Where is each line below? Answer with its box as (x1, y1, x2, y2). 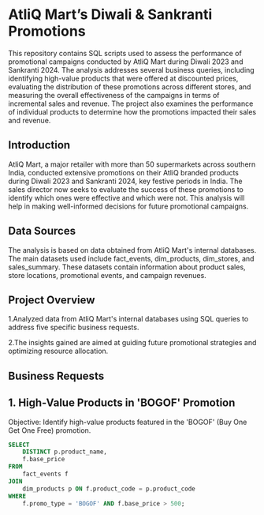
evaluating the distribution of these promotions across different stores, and (8, 81, 251, 92)
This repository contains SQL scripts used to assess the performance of (8, 48, 242, 58)
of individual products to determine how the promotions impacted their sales (8, 107, 257, 116)
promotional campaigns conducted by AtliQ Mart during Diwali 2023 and (8, 57, 244, 66)
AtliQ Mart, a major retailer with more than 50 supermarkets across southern (8, 160, 256, 169)
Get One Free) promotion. (8, 425, 91, 435)
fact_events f (22, 470, 69, 479)
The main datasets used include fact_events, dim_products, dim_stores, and (8, 254, 255, 263)
